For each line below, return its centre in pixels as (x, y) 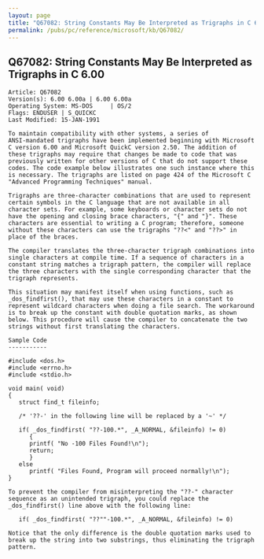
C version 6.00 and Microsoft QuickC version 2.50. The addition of (123, 148)
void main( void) (37, 389)
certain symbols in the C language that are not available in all (119, 203)
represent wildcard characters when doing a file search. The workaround (132, 306)
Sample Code (27, 341)
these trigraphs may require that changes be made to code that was (123, 154)
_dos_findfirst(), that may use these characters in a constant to (121, 299)
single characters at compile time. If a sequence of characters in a (126, 258)
